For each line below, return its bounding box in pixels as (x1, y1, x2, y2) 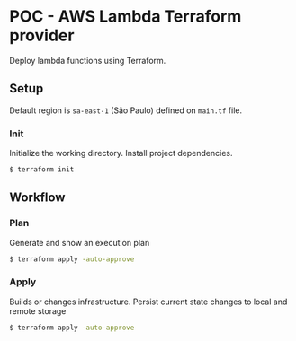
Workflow (9, 190, 66, 205)
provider (9, 25, 75, 46)
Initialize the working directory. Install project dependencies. (9, 148, 233, 159)
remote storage (9, 305, 67, 316)
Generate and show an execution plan (9, 237, 150, 248)
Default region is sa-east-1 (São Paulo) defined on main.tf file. (9, 105, 243, 116)
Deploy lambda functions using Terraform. (9, 55, 166, 66)
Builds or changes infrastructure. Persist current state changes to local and (9, 296, 288, 307)
